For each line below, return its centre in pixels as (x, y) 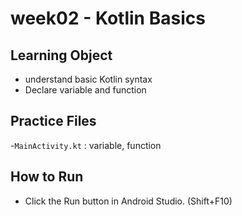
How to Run (47, 177)
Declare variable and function (85, 90)
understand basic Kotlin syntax (88, 79)
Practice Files (53, 121)
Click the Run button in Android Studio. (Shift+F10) (128, 201)
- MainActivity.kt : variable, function (86, 145)
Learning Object (61, 55)
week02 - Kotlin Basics (108, 18)
